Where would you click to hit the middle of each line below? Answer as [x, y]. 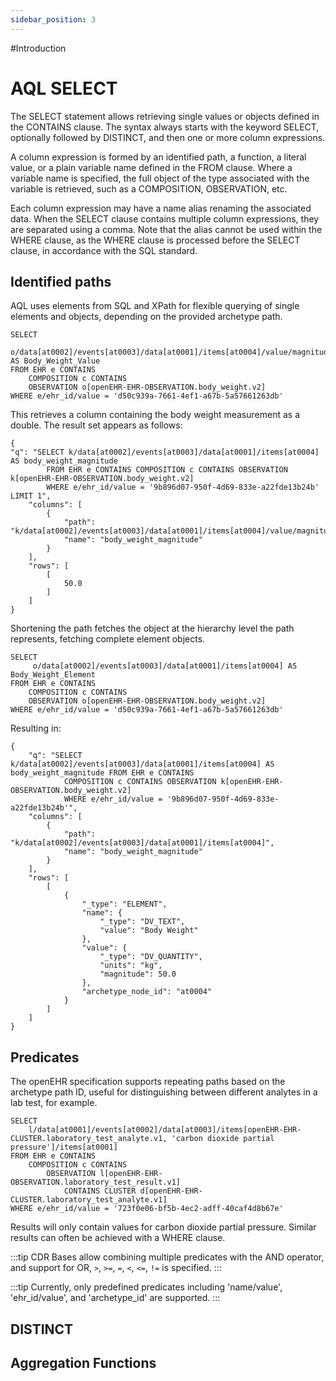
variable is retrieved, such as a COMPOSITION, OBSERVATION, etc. [149, 188]
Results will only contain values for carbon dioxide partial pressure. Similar [163, 1227]
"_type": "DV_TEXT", [142, 922]
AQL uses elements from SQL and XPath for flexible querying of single [155, 306]
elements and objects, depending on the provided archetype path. [146, 317]
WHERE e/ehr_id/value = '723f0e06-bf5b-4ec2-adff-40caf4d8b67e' [147, 1209]
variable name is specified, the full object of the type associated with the [160, 178]
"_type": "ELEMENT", [124, 904]
